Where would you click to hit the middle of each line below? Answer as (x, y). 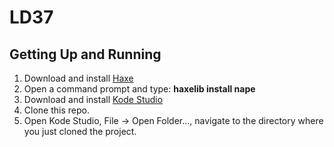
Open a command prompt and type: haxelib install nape (139, 89)
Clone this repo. (56, 110)
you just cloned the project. (80, 131)
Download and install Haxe (78, 78)
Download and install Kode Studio (93, 99)
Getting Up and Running (85, 54)
